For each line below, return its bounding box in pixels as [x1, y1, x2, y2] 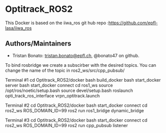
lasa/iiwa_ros [5, 25, 32, 31]
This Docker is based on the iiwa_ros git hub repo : [5, 20, 109, 26]
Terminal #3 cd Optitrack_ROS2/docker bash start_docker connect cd [5, 117, 148, 123]
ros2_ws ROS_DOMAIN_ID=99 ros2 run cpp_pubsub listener [5, 122, 128, 128]
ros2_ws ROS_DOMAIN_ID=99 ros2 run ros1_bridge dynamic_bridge [5, 107, 144, 113]
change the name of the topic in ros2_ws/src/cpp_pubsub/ [5, 67, 125, 73]
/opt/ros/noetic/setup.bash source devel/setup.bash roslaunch [5, 88, 133, 93]
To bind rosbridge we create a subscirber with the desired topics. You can [5, 62, 157, 68]
